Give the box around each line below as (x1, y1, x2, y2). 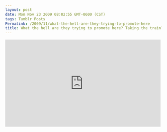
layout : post (5, 7, 32, 12)
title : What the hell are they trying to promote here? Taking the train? (5, 26, 164, 31)
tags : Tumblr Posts (5, 16, 46, 21)
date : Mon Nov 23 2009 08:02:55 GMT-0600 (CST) (5, 12, 106, 17)
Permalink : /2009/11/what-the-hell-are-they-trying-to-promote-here (5, 21, 150, 26)
